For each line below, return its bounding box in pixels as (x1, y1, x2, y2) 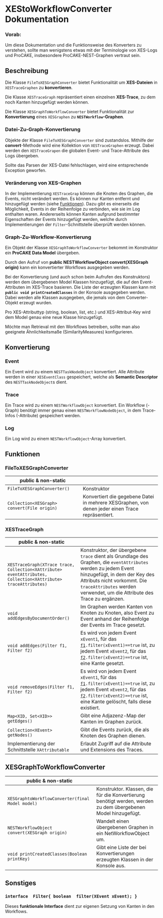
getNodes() (7, 733, 33, 738)
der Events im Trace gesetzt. (80, 622, 146, 628)
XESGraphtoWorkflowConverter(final (7, 796, 90, 802)
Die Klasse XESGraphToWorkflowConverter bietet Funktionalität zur (5, 109, 134, 115)
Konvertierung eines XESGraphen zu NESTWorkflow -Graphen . (5, 114, 125, 120)
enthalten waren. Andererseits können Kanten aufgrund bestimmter (5, 211, 140, 217)
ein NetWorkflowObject (96, 830, 149, 837)
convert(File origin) (7, 505, 57, 511)
